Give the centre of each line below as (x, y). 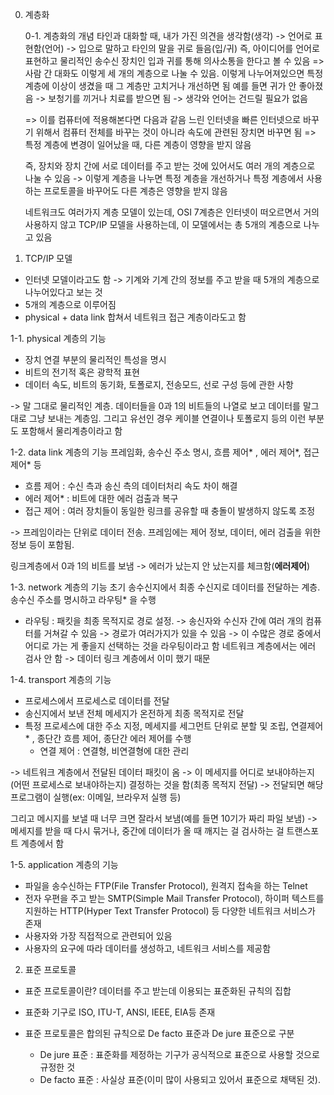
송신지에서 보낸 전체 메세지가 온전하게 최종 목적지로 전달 (134, 713)
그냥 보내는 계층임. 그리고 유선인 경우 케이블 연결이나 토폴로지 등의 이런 (167, 418)
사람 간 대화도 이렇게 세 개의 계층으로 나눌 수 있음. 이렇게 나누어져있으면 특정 (174, 73)
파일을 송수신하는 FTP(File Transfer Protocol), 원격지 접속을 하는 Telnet (166, 886)
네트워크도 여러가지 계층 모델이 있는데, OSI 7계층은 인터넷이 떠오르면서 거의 (172, 212)
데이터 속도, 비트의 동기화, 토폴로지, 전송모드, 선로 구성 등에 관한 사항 (159, 384)
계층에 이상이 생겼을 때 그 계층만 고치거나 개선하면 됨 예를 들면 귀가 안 (160, 86)
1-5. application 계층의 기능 (64, 864)
